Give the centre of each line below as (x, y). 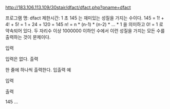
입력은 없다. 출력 (22, 59)
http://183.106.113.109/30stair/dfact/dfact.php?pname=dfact (68, 7)
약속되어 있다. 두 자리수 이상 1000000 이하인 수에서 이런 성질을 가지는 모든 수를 (85, 31)
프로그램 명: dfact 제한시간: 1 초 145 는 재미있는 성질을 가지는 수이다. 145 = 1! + (85, 18)
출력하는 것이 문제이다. (28, 37)
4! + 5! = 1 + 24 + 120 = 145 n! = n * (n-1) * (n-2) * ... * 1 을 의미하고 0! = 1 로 (84, 24)
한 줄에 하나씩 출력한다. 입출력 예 (38, 70)
